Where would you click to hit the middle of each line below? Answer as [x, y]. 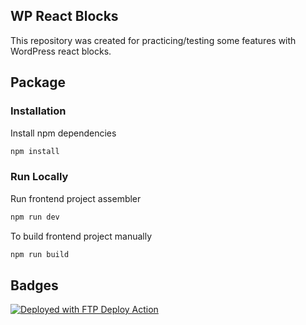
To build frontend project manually [81, 236]
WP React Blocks [64, 16]
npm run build [40, 254]
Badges [34, 285]
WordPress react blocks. [61, 51]
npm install [35, 151]
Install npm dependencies [63, 133]
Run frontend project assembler [76, 198]
